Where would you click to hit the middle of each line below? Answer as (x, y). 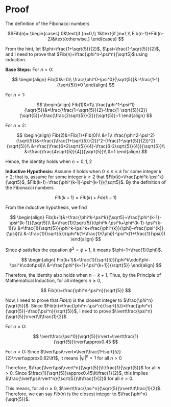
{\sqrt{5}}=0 (70, 85)
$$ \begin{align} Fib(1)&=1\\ (65, 104)
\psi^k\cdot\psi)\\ (28, 265)
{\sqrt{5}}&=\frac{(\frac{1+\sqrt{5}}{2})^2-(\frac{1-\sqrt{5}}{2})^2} (86, 140)
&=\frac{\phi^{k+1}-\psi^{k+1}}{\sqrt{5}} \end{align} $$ (104, 265)
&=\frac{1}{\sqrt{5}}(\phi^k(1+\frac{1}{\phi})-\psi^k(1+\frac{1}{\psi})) (95, 233)
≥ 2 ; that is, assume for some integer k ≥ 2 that (55, 177)
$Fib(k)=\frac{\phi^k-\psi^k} (135, 177)
